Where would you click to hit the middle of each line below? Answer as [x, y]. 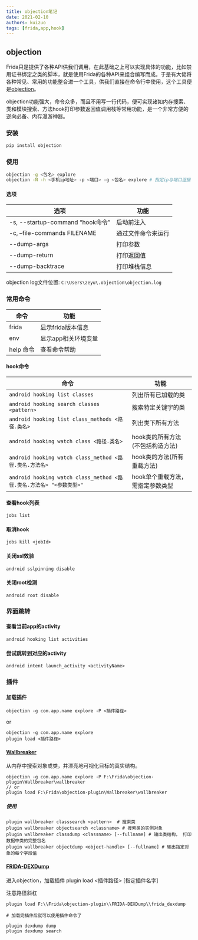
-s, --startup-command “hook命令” [60, 222]
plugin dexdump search [34, 931]
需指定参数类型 [153, 486]
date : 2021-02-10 [27, 17]
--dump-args [29, 244]
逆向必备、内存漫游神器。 [37, 116]
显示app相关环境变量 [69, 338]
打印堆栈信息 [134, 267]
